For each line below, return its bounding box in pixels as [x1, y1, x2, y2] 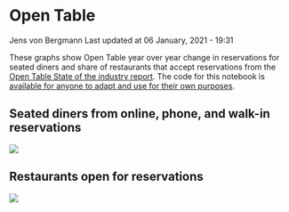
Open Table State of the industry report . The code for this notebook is [9, 70, 265, 81]
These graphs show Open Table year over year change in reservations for [9, 52, 280, 62]
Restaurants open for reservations [9, 169, 205, 184]
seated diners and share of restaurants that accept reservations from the [9, 61, 277, 72]
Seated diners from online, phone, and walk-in [9, 106, 271, 121]
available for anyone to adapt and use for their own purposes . [9, 80, 236, 91]
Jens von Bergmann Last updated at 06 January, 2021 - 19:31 [9, 35, 234, 45]
